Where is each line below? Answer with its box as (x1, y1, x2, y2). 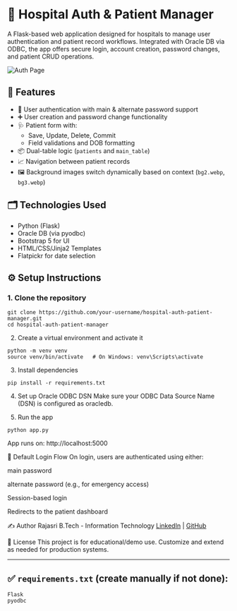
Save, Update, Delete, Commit (28, 131, 116, 140)
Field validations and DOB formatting (28, 138, 135, 147)
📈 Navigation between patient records (17, 157, 130, 165)
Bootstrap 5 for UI (17, 236, 70, 245)
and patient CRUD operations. (7, 52, 95, 61)
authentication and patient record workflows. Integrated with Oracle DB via (7, 37, 225, 45)
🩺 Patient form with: (17, 121, 78, 129)
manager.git (7, 315, 42, 322)
